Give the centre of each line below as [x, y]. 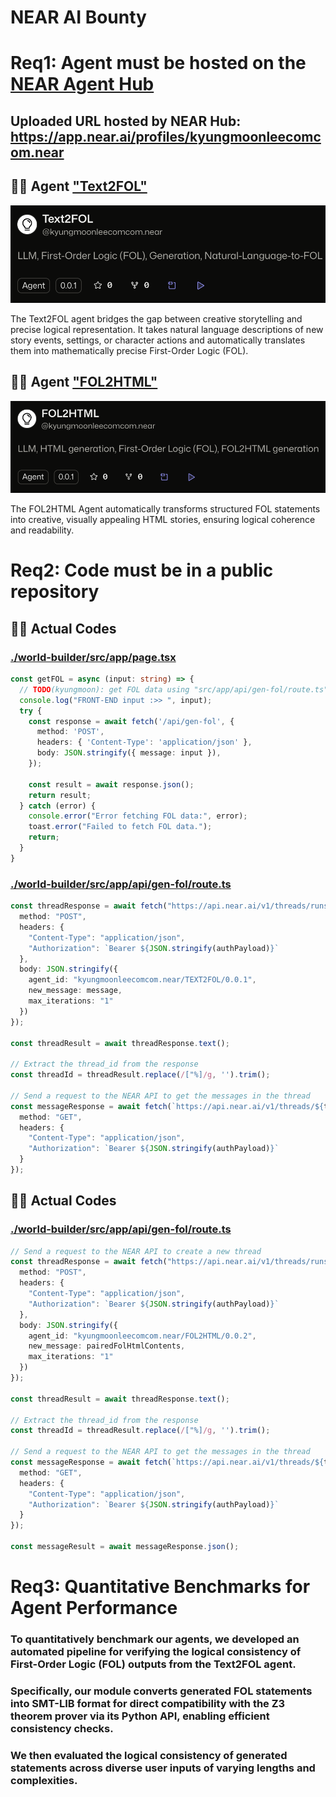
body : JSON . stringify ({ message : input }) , [129, 753]
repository [55, 592]
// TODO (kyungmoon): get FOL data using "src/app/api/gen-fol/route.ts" [174, 689]
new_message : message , [75, 991]
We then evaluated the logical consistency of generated [149, 1755]
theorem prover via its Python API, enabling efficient [140, 1716]
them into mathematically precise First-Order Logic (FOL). [129, 351]
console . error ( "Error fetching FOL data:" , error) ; [138, 816]
